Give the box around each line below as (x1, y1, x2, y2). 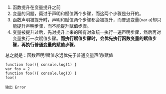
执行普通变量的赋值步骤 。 (25, 42, 78, 47)
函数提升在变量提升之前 (12, 4, 61, 10)
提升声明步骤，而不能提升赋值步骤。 (16, 23, 91, 29)
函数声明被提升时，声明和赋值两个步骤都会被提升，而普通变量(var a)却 (12, 17, 157, 22)
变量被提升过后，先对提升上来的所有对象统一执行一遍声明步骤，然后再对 (12, 29, 161, 35)
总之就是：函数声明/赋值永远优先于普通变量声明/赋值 (5, 52, 114, 58)
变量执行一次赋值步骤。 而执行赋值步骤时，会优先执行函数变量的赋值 (12, 35, 153, 41)
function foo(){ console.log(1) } (5, 62, 77, 67)
